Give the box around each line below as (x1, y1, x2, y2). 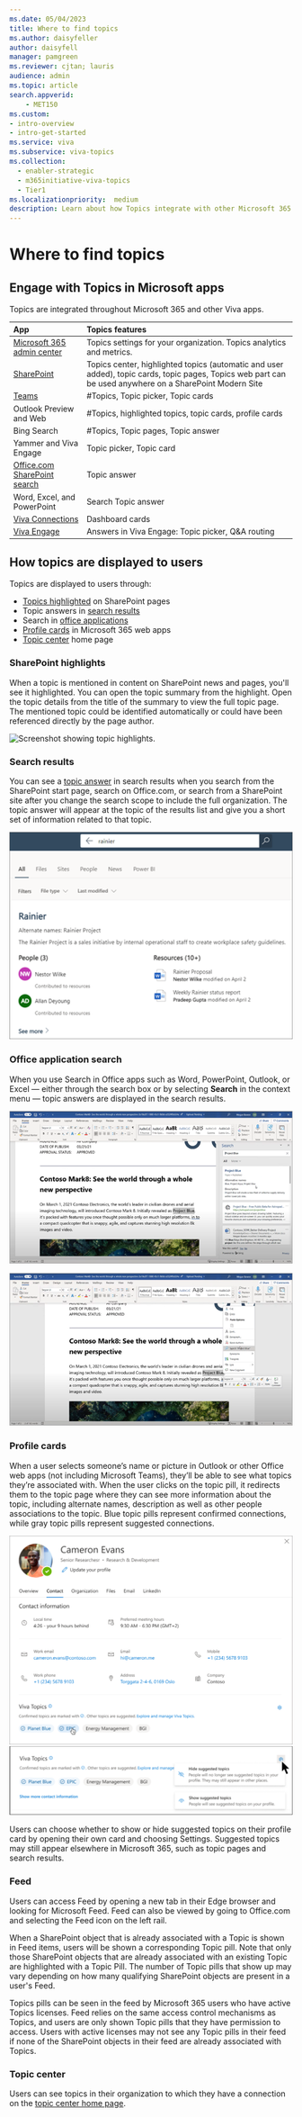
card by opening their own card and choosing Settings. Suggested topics (9, 1833, 280, 1844)
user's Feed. (9, 1980, 56, 1991)
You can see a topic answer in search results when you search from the (9, 776, 275, 787)
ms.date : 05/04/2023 (9, 14, 87, 23)
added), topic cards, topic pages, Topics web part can (86, 369, 286, 380)
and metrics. (86, 347, 133, 357)
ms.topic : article (9, 81, 78, 90)
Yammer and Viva (13, 437, 79, 449)
